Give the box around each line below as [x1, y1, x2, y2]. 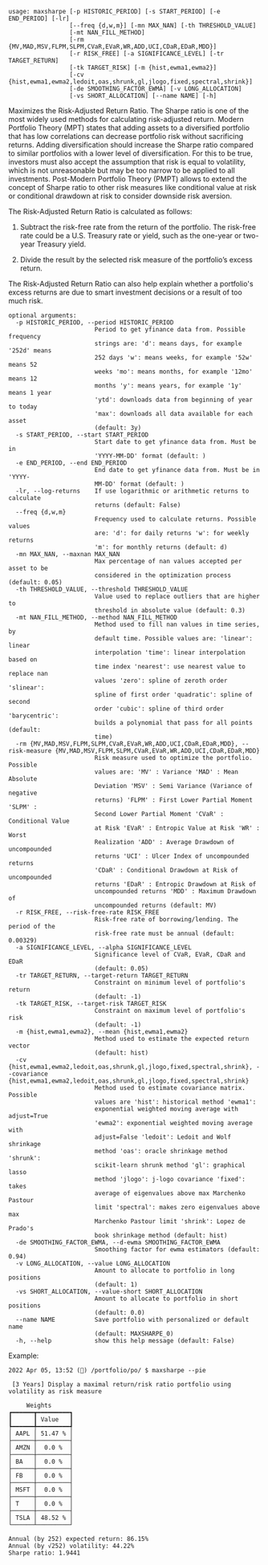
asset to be [8, 564, 48, 572]
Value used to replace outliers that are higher [94, 592, 261, 600]
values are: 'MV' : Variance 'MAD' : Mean [94, 768, 239, 776]
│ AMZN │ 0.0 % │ [8, 1444, 74, 1452]
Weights [26, 1401, 52, 1409]
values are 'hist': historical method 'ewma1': [94, 1098, 257, 1106]
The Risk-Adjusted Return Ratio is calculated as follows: [8, 207, 193, 216]
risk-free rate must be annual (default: [94, 929, 235, 937]
